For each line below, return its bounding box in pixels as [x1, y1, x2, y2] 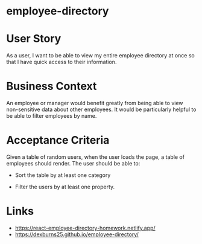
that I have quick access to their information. [6, 59, 117, 66]
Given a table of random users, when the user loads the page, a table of [6, 153, 185, 161]
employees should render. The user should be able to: [6, 160, 140, 167]
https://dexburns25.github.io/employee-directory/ [14, 231, 139, 238]
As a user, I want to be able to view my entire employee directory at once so [6, 52, 195, 59]
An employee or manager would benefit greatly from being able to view [6, 100, 183, 107]
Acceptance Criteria [6, 133, 110, 147]
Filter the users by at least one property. [14, 183, 115, 190]
